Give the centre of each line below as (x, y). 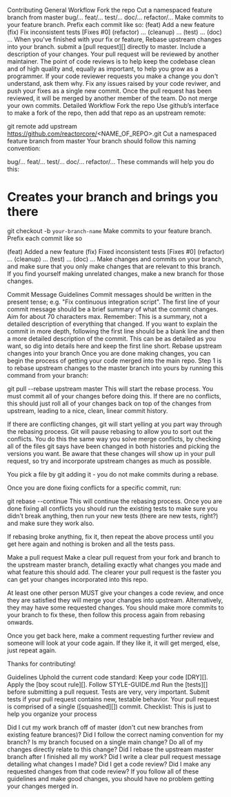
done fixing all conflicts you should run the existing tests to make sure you (113, 509)
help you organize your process (52, 714)
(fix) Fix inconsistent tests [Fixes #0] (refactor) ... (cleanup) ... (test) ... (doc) (115, 32)
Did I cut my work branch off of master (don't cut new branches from (105, 727)
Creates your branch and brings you (113, 197)
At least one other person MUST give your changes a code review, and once (115, 593)
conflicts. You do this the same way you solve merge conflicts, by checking (114, 439)
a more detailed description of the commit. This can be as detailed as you (111, 338)
